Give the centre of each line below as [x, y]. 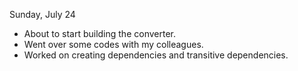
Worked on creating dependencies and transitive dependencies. [156, 55]
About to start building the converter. [99, 33]
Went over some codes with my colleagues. [113, 44]
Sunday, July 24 [42, 14]
